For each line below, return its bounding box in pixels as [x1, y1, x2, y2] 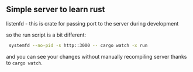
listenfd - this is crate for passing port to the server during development [6, 20, 179, 27]
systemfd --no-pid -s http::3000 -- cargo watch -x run [8, 42, 148, 48]
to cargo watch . [6, 59, 43, 66]
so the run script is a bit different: [6, 31, 87, 38]
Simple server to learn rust [6, 5, 105, 15]
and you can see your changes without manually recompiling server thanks [6, 53, 187, 60]
